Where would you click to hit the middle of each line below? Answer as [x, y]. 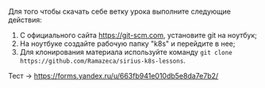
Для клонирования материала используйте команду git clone [126, 52]
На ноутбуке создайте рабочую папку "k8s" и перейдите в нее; [127, 44]
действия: [25, 20]
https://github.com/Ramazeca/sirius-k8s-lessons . [103, 60]
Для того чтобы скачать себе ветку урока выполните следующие [120, 11]
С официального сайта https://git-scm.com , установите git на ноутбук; [138, 35]
